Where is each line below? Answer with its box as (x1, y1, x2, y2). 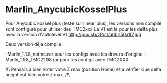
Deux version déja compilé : (5, 41, 64, 47)
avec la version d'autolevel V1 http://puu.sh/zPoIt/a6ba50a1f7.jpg (5, 31, 142, 37)
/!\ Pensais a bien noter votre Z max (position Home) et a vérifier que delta (5, 66, 162, 72)
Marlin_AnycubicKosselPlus (5, 4, 127, 15)
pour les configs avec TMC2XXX (59, 56, 129, 62)
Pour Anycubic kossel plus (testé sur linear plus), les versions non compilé (5, 20, 162, 26)
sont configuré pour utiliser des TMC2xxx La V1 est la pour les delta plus (5, 25, 158, 32)
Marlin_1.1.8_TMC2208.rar (5, 56, 59, 62)
